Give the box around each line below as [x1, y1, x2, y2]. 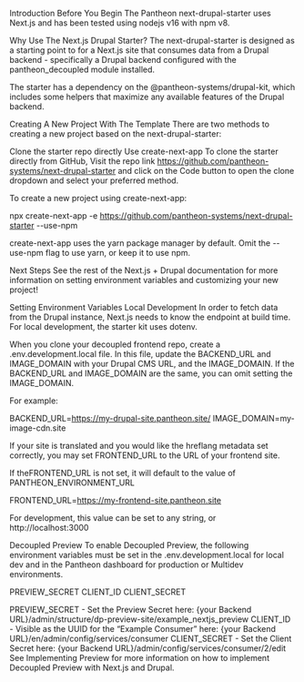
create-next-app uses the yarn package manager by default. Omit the [9, 238, 271, 249]
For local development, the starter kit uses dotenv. [9, 321, 198, 331]
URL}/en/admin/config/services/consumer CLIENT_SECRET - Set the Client [9, 633, 292, 644]
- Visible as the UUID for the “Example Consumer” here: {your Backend [9, 624, 276, 634]
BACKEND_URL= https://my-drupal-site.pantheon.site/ [9, 413, 211, 423]
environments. [9, 569, 64, 579]
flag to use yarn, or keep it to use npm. [45, 248, 191, 258]
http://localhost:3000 [9, 523, 89, 533]
